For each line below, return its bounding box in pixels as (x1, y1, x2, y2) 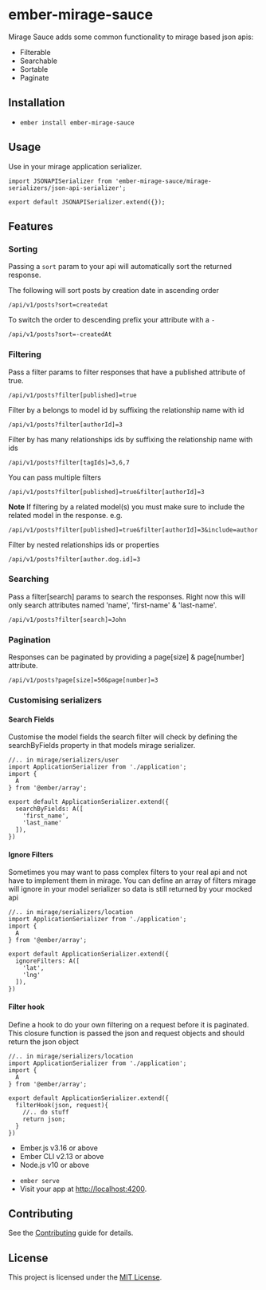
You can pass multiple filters (8, 473, 102, 482)
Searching (8, 573, 49, 584)
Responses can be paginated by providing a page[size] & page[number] (8, 652, 244, 662)
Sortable (19, 64, 49, 73)
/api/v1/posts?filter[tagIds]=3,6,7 (8, 458, 130, 466)
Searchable (19, 56, 58, 65)
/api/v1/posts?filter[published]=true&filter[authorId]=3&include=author (8, 525, 259, 534)
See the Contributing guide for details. (8, 1228, 134, 1238)
